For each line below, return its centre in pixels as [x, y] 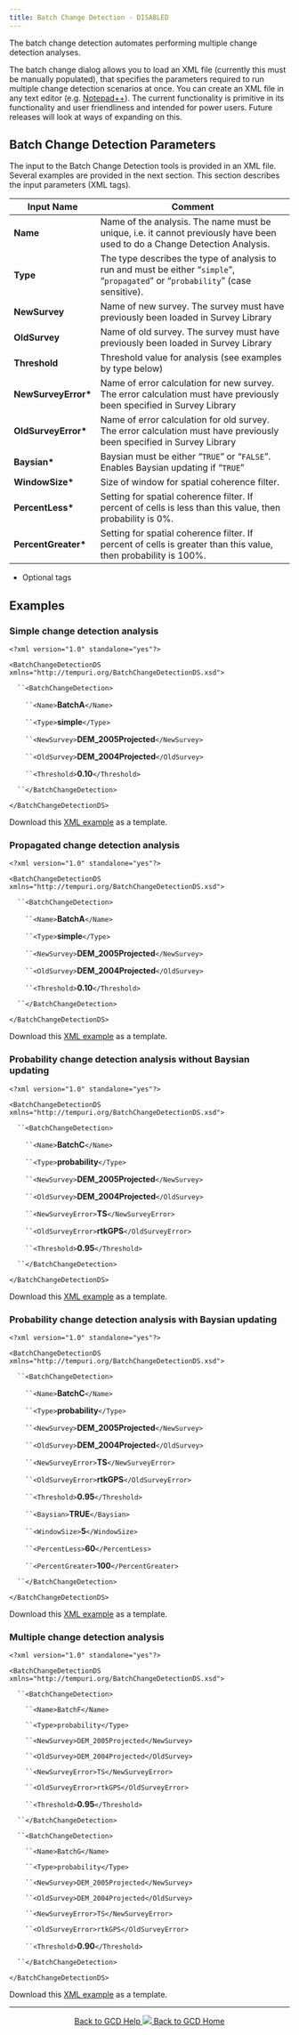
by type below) [132, 368]
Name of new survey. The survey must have [192, 306]
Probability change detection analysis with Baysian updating [143, 1320]
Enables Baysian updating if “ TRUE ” [172, 468]
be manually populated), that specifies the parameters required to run [137, 79]
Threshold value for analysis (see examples [191, 358]
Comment [193, 207]
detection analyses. [45, 52]
